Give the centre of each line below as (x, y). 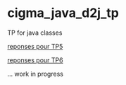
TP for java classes (35, 33)
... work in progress (35, 74)
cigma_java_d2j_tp (63, 13)
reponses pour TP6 (35, 60)
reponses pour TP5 (35, 46)
